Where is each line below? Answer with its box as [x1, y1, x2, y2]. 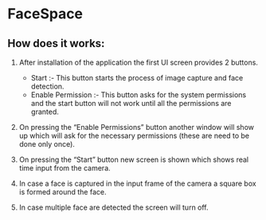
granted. [30, 107, 59, 116]
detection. [30, 81, 65, 91]
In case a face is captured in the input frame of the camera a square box [18, 179, 256, 188]
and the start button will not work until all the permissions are [30, 99, 232, 108]
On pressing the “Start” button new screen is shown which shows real [18, 155, 248, 164]
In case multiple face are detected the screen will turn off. [18, 202, 209, 212]
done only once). [18, 139, 75, 148]
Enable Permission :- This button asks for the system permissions [30, 90, 247, 100]
